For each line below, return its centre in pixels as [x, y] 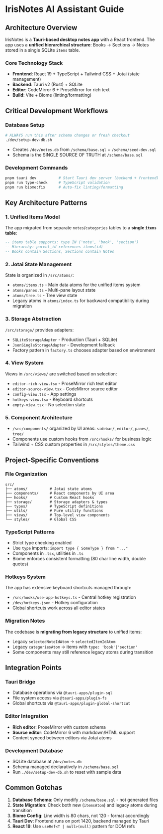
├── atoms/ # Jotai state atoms [49, 489]
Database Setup [25, 125]
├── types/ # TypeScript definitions [54, 506]
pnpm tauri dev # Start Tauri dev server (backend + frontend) [82, 178]
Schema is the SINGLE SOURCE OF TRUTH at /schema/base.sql [78, 155]
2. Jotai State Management [39, 264]
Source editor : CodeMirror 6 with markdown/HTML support [74, 732]
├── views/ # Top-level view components [58, 515]
